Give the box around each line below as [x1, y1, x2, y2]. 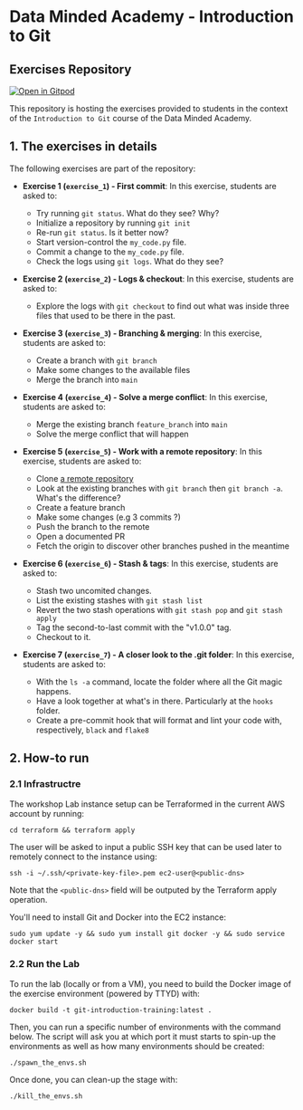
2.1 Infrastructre [9, 778, 81, 790]
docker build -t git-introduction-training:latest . [9, 1005, 213, 1015]
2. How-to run [9, 751, 90, 766]
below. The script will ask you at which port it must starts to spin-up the [9, 1030, 276, 1042]
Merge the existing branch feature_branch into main [35, 418, 228, 429]
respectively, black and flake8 [35, 724, 149, 735]
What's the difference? [35, 492, 121, 503]
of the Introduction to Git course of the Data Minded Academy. [9, 113, 252, 123]
